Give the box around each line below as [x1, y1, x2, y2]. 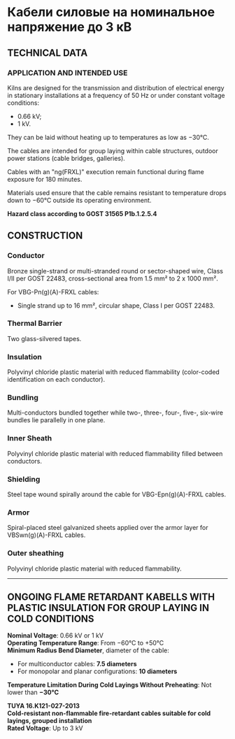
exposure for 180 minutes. [7, 175, 83, 183]
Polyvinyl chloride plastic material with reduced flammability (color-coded [7, 368, 220, 376]
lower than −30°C [7, 688, 59, 696]
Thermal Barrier [7, 319, 63, 329]
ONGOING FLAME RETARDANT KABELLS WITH [7, 591, 215, 603]
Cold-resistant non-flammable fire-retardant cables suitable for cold [7, 709, 211, 717]
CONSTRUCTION [7, 230, 83, 242]
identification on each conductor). [7, 375, 106, 384]
